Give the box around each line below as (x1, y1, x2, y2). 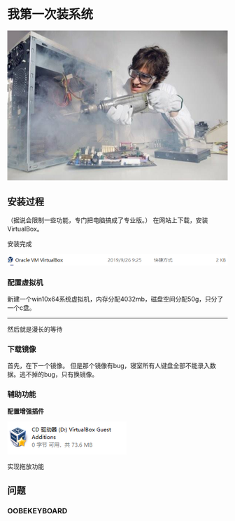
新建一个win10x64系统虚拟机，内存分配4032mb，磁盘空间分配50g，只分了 (7, 295, 224, 304)
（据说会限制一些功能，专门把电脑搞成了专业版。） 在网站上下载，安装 (7, 215, 208, 224)
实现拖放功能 (7, 462, 44, 471)
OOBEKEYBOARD (7, 506, 68, 515)
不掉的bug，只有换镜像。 (25, 370, 99, 379)
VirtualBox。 (7, 224, 43, 233)
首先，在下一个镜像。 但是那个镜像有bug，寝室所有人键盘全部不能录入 (7, 362, 211, 370)
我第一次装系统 (7, 6, 94, 22)
